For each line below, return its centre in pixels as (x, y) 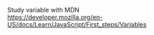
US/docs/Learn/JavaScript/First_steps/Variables (77, 24)
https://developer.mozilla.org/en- (55, 17)
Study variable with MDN (43, 10)
